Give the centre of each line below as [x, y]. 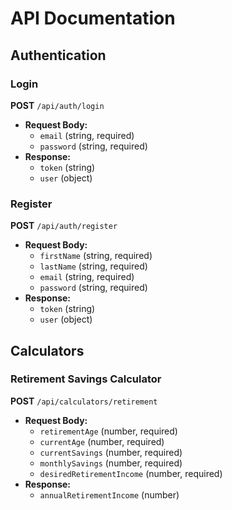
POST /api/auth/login [57, 105]
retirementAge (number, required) [108, 431]
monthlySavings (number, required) [111, 463]
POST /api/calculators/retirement [84, 401]
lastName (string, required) [93, 266]
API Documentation [93, 18]
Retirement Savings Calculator [86, 379]
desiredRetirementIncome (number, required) [131, 473]
